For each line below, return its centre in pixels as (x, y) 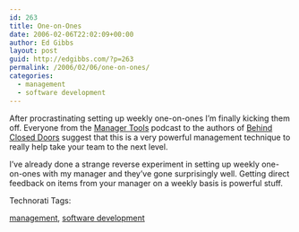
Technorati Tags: (40, 200)
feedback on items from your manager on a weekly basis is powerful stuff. (146, 183)
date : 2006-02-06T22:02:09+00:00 (72, 34)
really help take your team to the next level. (89, 146)
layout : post (34, 51)
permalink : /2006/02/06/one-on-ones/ (80, 68)
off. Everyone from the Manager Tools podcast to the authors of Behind (141, 127)
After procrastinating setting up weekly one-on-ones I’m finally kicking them (150, 118)
